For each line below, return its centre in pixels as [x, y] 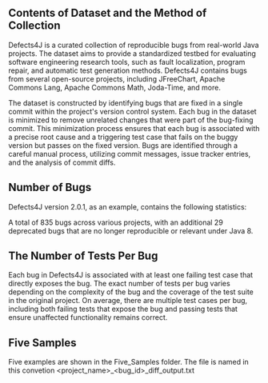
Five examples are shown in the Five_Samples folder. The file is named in [129, 362]
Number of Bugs [50, 188]
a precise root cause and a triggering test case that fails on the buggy [123, 137]
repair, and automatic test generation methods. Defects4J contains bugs [128, 70]
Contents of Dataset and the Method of [108, 13]
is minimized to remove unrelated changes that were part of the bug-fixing [131, 120]
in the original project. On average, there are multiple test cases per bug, [128, 301]
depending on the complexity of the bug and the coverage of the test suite [131, 292]
